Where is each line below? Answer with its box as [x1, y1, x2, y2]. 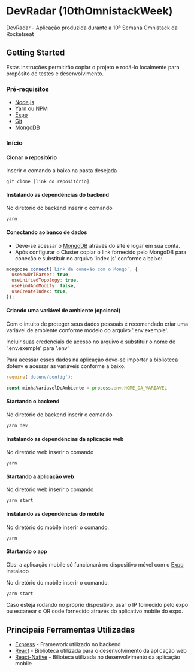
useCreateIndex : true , [11, 288, 68, 294]
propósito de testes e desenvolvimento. [6, 70, 104, 77]
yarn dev [6, 422, 28, 428]
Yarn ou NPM [14, 105, 48, 112]
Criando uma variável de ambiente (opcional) [6, 307, 121, 314]
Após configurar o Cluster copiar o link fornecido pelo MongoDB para [14, 248, 187, 256]
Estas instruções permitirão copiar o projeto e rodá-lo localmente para [6, 63, 180, 71]
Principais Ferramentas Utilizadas [6, 625, 135, 635]
